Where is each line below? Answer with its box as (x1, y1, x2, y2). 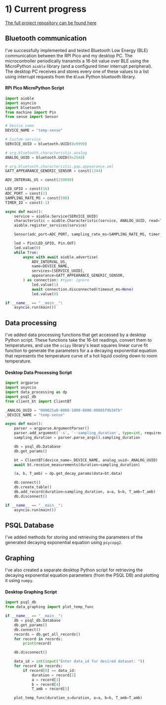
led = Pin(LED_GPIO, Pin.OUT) (14, 241, 77, 246)
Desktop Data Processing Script (5, 369, 72, 375)
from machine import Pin (5, 110, 56, 115)
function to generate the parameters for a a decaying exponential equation (5, 348, 157, 353)
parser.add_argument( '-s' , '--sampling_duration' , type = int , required (14, 431, 163, 436)
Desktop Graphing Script (5, 589, 57, 595)
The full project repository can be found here (5, 20, 97, 26)
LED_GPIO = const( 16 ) (5, 187, 50, 192)
